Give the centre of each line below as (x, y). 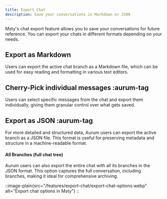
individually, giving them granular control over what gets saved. (70, 105)
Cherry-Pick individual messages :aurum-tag (77, 88)
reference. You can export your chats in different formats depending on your (84, 34)
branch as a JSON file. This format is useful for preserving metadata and (80, 138)
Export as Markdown (38, 54)
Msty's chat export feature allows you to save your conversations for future (83, 28)
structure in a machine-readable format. (46, 143)
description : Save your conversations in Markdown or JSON (68, 14)
